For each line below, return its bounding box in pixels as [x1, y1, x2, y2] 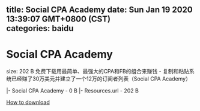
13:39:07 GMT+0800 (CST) [6, 14, 111, 24]
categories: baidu [6, 23, 74, 33]
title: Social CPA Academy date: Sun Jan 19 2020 [6, 5, 193, 15]
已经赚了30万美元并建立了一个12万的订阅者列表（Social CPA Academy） [11, 75, 191, 82]
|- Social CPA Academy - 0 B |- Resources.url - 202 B [6, 87, 139, 94]
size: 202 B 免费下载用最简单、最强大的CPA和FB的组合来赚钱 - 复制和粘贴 [6, 68, 189, 75]
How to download [6, 98, 50, 106]
